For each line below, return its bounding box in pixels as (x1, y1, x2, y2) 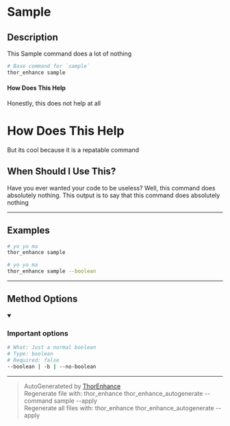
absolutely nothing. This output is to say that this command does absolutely (7, 191, 220, 199)
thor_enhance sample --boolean (7, 268, 97, 275)
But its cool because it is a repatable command (7, 145, 140, 154)
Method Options (7, 293, 78, 305)
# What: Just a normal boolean (7, 344, 97, 351)
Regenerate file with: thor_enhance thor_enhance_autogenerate (23, 389, 203, 397)
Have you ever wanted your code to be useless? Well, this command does (7, 184, 216, 192)
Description (7, 32, 58, 43)
